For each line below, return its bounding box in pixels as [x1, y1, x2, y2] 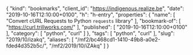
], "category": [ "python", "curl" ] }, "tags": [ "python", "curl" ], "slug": [6, 30, 175, 37]
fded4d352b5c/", [6, 42, 48, 49]
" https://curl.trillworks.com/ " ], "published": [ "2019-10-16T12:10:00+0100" [6, 23, 188, 30]
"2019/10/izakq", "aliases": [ [6, 36, 74, 43]
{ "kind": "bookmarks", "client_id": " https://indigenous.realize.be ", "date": [6, 5, 184, 12]
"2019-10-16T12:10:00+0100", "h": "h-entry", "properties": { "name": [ [6, 11, 175, 18]
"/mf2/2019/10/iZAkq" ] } [49, 42, 109, 49]
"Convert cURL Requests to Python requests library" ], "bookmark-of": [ [6, 18, 181, 24]
